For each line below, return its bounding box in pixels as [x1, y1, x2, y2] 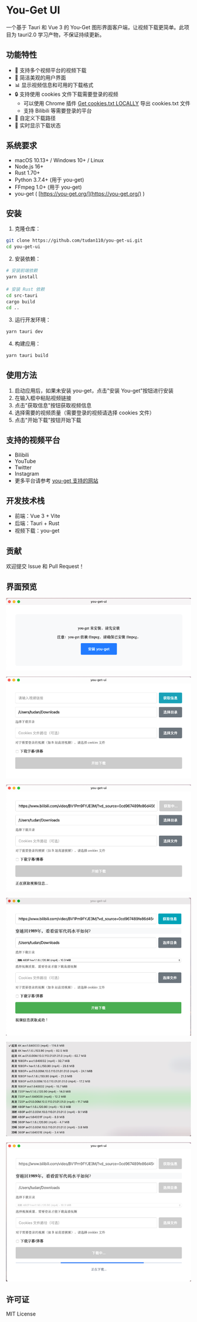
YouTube [14, 457, 36, 464]
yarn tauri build [6, 353, 49, 359]
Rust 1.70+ [14, 169, 40, 176]
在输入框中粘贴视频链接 [14, 394, 72, 401]
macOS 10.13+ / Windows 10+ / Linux [14, 156, 104, 163]
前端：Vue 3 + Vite [14, 513, 60, 520]
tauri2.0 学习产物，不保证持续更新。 [17, 31, 105, 38]
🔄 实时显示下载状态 [14, 122, 61, 129]
